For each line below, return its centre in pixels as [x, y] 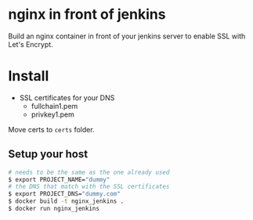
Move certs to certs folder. [52, 129]
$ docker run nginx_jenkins [54, 209]
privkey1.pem [52, 114]
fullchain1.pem [54, 106]
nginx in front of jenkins [87, 14]
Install [29, 76]
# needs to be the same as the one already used [89, 172]
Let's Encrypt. [31, 44]
